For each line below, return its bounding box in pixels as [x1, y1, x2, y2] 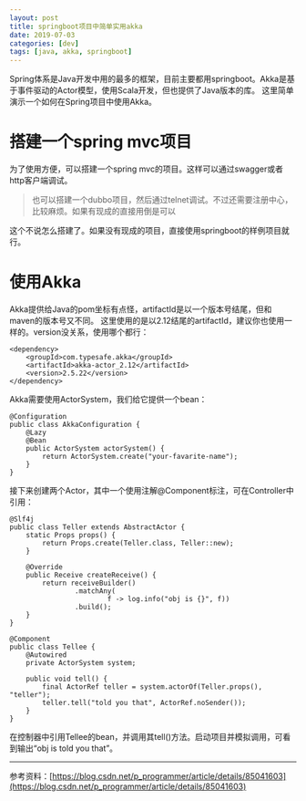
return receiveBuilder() [42, 578, 137, 588]
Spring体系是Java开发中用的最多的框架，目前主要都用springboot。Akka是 [9, 74, 287, 85]
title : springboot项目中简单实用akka [9, 22, 143, 31]
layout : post [9, 13, 59, 23]
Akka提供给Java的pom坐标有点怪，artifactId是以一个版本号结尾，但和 [9, 304, 272, 315]
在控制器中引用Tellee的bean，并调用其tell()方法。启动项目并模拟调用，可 [9, 732, 283, 742]
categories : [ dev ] [9, 38, 79, 48]
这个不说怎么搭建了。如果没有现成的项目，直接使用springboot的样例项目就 [9, 225, 290, 236]
